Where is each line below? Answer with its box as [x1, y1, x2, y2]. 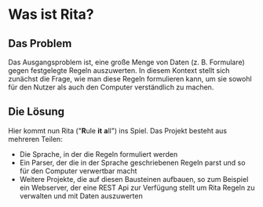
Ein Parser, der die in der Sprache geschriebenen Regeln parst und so [19, 158, 246, 167]
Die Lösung [8, 105, 65, 118]
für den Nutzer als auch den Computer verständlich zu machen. [8, 82, 214, 92]
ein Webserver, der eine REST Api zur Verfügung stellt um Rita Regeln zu [19, 183, 255, 192]
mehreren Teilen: [8, 134, 63, 143]
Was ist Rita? [8, 5, 94, 24]
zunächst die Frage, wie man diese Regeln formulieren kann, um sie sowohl [8, 74, 253, 83]
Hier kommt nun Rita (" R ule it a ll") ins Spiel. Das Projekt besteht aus [8, 125, 228, 135]
